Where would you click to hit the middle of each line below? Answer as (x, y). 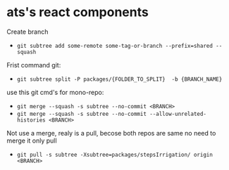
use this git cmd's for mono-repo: (55, 92)
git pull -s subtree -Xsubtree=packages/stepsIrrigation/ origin (114, 155)
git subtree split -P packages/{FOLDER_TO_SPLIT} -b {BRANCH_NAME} (119, 79)
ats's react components (78, 12)
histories (31, 120)
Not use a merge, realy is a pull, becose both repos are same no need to (111, 133)
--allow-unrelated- (178, 114)
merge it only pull (32, 140)
